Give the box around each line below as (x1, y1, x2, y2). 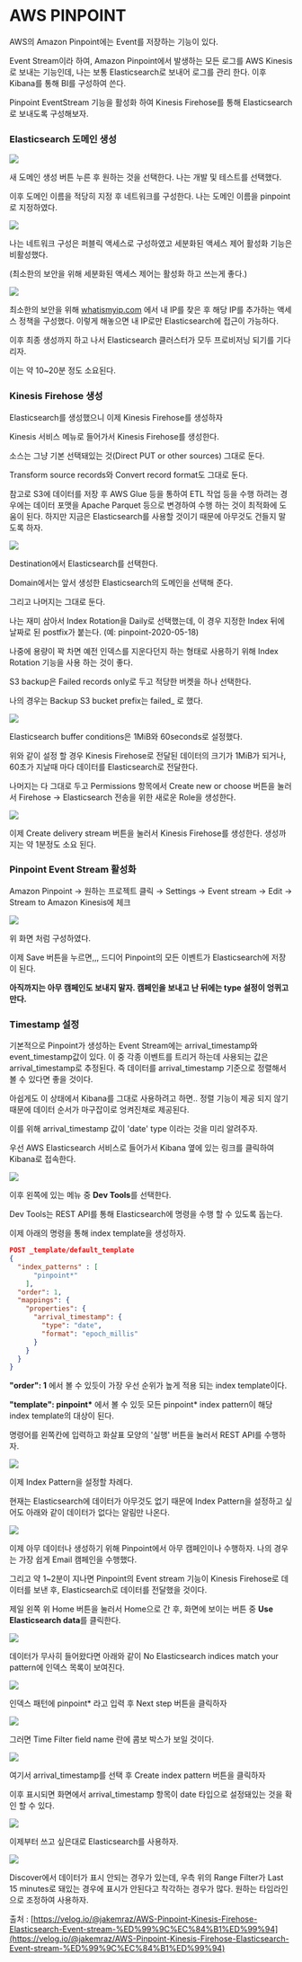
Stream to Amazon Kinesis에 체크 (9, 896, 131, 908)
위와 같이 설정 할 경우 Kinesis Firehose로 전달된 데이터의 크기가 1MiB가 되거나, (9, 750, 287, 760)
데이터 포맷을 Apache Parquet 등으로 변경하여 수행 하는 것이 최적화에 (32, 500, 278, 510)
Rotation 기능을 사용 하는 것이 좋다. (9, 657, 133, 668)
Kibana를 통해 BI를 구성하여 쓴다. (9, 77, 127, 88)
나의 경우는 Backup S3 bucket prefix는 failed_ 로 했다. (9, 695, 204, 706)
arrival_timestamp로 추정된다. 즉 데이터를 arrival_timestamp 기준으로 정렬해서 (9, 1062, 287, 1074)
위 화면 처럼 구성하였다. (9, 932, 92, 944)
